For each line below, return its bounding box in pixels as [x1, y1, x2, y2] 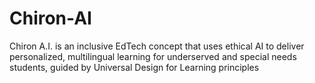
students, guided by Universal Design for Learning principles [9, 61, 260, 73]
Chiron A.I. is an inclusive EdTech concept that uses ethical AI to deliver [9, 40, 305, 52]
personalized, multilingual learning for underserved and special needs [9, 50, 297, 62]
